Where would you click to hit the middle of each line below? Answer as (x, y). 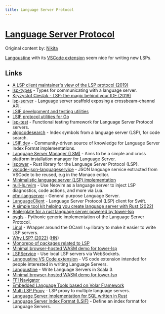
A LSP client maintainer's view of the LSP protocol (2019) (70, 85)
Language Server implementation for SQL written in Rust (70, 296)
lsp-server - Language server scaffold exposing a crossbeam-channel (84, 101)
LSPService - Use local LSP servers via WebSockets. (66, 254)
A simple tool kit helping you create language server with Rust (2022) (83, 206)
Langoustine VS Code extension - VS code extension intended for (79, 259)
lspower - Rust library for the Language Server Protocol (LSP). (76, 164)
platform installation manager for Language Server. (64, 159)
